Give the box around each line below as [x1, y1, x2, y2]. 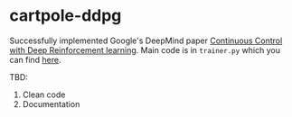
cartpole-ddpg [9, 5, 122, 26]
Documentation [22, 98, 80, 109]
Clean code [22, 89, 66, 100]
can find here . [9, 54, 61, 65]
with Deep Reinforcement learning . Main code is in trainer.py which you [9, 44, 280, 55]
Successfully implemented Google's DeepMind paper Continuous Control [9, 35, 283, 46]
